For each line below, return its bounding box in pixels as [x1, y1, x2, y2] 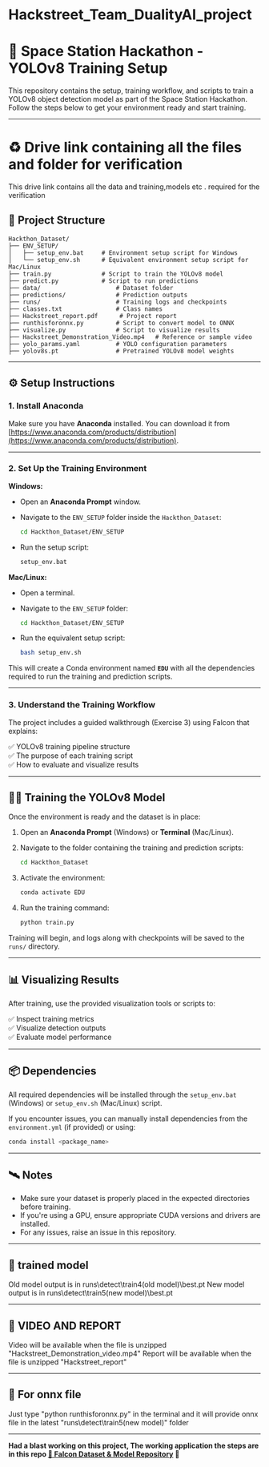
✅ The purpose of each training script [8, 751, 134, 760]
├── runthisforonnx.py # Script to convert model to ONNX [8, 319, 235, 327]
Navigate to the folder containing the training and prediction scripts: [19, 843, 244, 852]
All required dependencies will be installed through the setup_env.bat [8, 1090, 237, 1099]
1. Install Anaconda [8, 401, 84, 412]
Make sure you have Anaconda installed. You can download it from [8, 418, 231, 428]
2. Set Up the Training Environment [8, 463, 147, 474]
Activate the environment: [19, 873, 106, 883]
